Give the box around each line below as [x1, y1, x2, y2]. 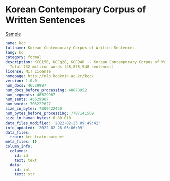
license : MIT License [5, 69, 51, 74]
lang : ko [5, 50, 24, 55]
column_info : [5, 144, 33, 149]
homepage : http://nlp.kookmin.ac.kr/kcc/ [5, 74, 94, 79]
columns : [10, 149, 28, 154]
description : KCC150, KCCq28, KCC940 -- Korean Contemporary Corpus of [5, 59, 159, 65]
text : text [14, 158, 37, 163]
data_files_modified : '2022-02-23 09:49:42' [5, 120, 101, 126]
